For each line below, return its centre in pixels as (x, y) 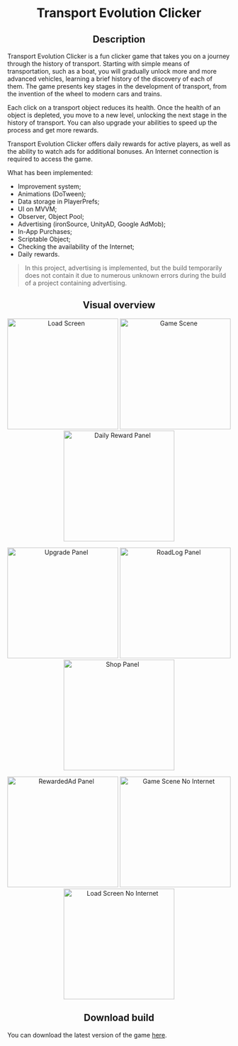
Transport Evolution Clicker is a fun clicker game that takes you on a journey (119, 56)
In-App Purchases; (45, 231)
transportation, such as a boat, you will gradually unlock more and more (112, 71)
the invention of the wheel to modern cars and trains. (85, 94)
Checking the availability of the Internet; (76, 247)
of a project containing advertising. (76, 283)
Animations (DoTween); (52, 194)
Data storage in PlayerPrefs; (58, 201)
